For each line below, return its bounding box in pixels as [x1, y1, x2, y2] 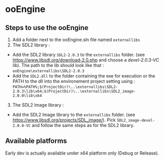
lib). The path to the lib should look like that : [12, 62, 104, 68]
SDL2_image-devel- [116, 118, 155, 123]
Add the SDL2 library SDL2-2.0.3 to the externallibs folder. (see [12, 51, 145, 57]
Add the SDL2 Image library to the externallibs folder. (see [12, 111, 135, 117]
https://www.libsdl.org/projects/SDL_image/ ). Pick [12, 117, 116, 123]
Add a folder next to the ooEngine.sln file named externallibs [12, 36, 140, 42]
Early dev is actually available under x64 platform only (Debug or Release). [5, 150, 159, 156]
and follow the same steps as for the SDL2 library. [31, 122, 134, 128]
